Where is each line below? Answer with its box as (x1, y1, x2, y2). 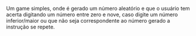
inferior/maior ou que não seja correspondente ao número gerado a (6, 17, 170, 24)
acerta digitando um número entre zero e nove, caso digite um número (6, 11, 178, 18)
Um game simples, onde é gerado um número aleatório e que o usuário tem (6, 5, 190, 12)
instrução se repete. (6, 23, 55, 30)
